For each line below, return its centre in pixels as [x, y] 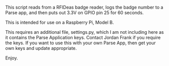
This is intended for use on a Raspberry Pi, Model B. [60, 22]
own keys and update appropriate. [41, 48]
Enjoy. [12, 58]
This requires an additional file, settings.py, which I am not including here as [84, 32]
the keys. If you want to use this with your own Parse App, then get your [81, 43]
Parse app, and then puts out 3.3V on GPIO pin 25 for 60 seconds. [74, 13]
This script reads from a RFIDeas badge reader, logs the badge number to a [84, 7]
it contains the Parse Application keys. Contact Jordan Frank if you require [83, 38]
